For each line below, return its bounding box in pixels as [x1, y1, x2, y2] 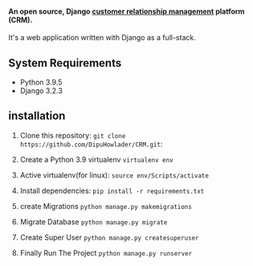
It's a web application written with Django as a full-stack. [8, 33, 197, 43]
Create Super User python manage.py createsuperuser [19, 232, 199, 242]
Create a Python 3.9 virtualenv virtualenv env [19, 154, 174, 164]
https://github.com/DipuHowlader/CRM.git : [19, 139, 163, 149]
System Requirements [8, 56, 122, 70]
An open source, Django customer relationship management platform [8, 6, 245, 16]
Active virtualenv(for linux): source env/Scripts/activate [19, 170, 209, 180]
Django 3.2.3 [19, 86, 63, 96]
